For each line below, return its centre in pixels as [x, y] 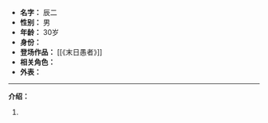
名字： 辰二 [38, 12]
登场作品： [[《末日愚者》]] [61, 52]
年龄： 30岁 [39, 32]
